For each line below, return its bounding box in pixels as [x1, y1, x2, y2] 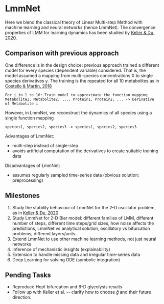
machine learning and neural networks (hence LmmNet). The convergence [5, 24, 156, 30]
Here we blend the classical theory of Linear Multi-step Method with [5, 19, 143, 25]
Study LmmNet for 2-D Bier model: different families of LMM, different [12, 215, 154, 221]
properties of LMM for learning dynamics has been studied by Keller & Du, [5, 29, 155, 35]
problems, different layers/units [12, 230, 76, 236]
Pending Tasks [5, 271, 51, 279]
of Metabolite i [5, 101, 38, 106]
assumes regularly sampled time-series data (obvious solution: [12, 172, 140, 178]
